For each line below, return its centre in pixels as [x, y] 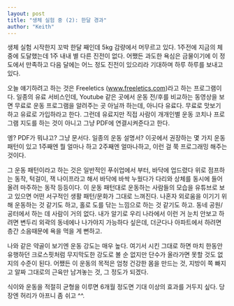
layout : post [26, 14]
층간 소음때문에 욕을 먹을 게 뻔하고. [55, 231]
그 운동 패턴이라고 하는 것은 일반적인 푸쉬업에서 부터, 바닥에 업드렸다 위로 [107, 170]
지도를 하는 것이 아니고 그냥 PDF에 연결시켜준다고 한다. [95, 123]
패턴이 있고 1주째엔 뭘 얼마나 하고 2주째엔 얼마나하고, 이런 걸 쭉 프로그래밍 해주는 [117, 146]
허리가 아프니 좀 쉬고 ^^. [52, 296]
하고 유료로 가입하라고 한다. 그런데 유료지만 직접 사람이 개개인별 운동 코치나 [110, 114]
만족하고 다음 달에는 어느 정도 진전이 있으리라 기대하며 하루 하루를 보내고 [124, 65]
